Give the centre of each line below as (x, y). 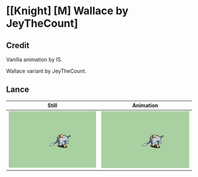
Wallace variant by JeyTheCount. (46, 71)
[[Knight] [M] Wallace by (67, 11)
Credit (18, 45)
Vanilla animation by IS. (34, 59)
